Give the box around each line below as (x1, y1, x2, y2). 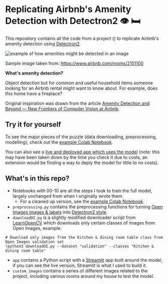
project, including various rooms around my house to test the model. (12, 273, 154, 279)
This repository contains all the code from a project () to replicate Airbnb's (5, 35, 159, 41)
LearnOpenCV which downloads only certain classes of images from (12, 219, 155, 225)
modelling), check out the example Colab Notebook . (5, 139, 113, 145)
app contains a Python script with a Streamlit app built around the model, (12, 257, 163, 263)
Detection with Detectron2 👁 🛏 (5, 15, 141, 27)
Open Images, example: (12, 225, 62, 231)
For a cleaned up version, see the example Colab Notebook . (20, 198, 144, 204)
